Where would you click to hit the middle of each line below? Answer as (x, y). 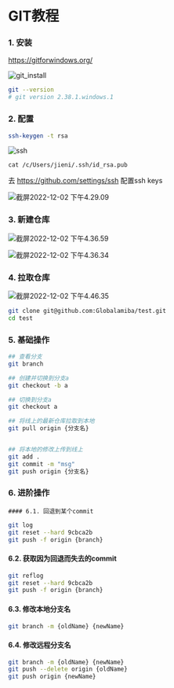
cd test (21, 318)
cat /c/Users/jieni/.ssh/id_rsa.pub (68, 165)
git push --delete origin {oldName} (68, 669)
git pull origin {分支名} (49, 429)
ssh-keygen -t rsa (38, 136)
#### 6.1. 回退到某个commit (51, 511)
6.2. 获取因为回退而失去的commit (63, 558)
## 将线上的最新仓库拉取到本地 (52, 421)
